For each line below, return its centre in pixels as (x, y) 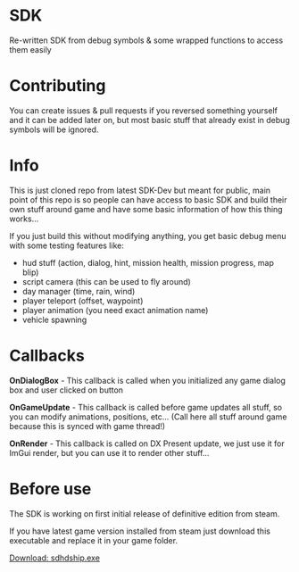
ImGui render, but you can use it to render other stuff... (109, 452)
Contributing (58, 86)
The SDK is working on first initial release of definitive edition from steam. (145, 513)
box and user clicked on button (66, 390)
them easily (30, 49)
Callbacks (47, 356)
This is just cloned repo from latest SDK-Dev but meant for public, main (140, 190)
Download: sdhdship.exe (55, 558)
